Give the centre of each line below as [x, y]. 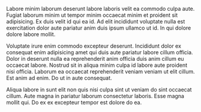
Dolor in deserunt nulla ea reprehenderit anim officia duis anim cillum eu [95, 59]
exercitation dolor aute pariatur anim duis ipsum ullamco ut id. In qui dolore [99, 28]
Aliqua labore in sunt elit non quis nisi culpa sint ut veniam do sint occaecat [99, 89]
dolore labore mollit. [31, 34]
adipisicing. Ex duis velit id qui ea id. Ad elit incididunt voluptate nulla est [96, 21]
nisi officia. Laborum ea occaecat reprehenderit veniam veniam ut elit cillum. [100, 71]
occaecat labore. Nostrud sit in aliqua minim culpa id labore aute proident [97, 65]
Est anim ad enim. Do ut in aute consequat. [59, 78]
